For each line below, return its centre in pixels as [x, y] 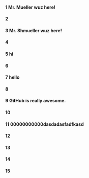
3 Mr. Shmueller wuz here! [34, 30]
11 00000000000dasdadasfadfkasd [44, 124]
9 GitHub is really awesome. [36, 101]
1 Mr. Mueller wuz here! [31, 7]
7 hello [12, 77]
